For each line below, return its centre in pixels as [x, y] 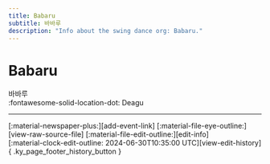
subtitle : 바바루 [35, 23]
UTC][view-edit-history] [222, 143]
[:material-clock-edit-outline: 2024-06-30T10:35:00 [94, 143]
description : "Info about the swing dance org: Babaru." [106, 31]
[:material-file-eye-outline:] [202, 126]
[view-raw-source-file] [46, 134]
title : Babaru [32, 16]
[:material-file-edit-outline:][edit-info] [147, 134]
